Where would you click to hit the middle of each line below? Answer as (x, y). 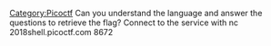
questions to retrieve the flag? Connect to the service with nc (124, 23)
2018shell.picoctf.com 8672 (61, 32)
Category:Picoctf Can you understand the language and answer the (136, 13)
